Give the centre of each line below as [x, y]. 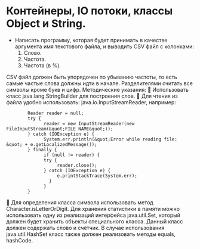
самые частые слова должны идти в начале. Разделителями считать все [99, 83]
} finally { [43, 150]
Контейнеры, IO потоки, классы [90, 11]
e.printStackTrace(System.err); [97, 176]
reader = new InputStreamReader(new [89, 123]
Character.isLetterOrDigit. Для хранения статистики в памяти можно [93, 208]
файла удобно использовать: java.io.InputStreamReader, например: [91, 102]
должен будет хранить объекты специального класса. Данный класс [95, 221]
